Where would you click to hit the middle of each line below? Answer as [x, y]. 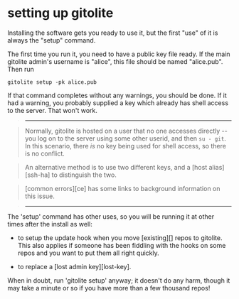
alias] [217, 167]
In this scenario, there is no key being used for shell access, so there [125, 146]
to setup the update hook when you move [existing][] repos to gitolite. [120, 238]
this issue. [40, 196]
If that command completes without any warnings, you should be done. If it [117, 95]
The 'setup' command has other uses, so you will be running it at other [111, 216]
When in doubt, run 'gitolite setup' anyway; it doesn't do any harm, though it [119, 280]
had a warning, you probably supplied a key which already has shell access [118, 103]
